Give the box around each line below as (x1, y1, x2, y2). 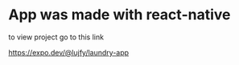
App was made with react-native (8, 6, 231, 24)
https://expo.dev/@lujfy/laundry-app (8, 47, 130, 57)
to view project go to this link (8, 32, 105, 42)
